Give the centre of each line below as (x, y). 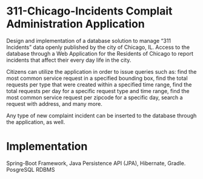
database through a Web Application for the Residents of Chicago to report (100, 53)
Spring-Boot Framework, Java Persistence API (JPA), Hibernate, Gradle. (96, 163)
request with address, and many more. (55, 103)
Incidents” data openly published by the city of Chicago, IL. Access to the (98, 47)
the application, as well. (36, 122)
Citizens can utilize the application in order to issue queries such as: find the (101, 71)
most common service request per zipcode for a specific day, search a (95, 97)
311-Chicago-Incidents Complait (89, 11)
